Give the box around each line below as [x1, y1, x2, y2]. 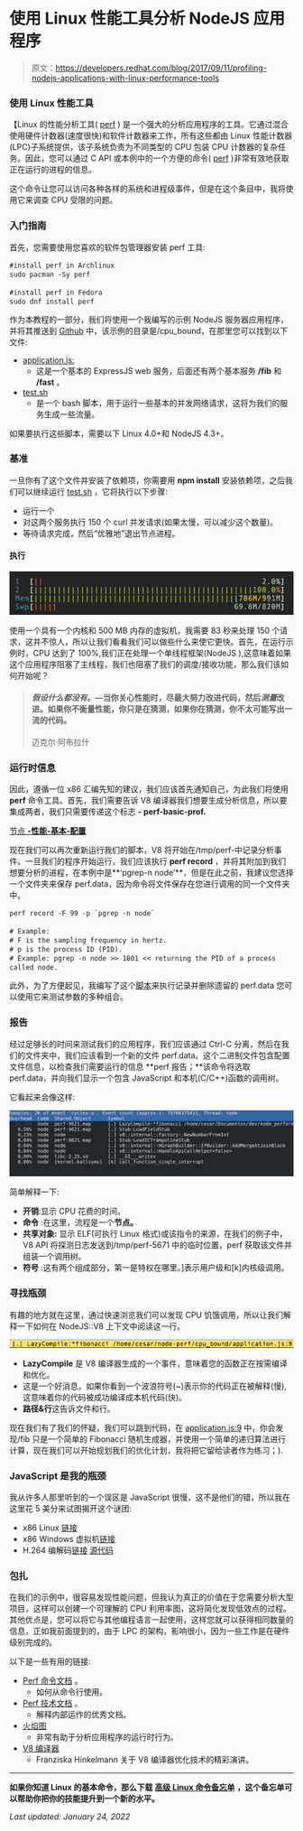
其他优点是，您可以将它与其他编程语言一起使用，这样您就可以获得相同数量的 [9, 1614, 294, 1625]
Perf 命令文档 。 [22, 1676, 83, 1687]
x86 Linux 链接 [22, 1522, 78, 1533]
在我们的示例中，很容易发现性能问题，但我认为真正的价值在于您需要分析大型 [9, 1592, 294, 1603]
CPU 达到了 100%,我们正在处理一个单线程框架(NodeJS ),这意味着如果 [32, 647, 291, 658]
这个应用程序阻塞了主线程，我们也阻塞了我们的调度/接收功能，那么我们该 [9, 658, 281, 669]
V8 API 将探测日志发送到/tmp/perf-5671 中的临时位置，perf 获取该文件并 [22, 1240, 293, 1250]
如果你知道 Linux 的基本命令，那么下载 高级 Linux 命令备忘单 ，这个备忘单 [9, 1782, 285, 1793]
